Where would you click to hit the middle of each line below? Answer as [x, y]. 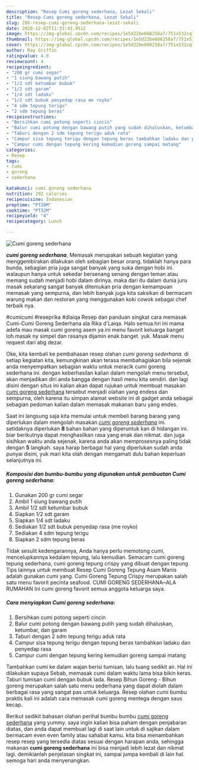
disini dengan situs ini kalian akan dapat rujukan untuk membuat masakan [96, 385]
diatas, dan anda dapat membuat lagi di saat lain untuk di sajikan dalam [93, 728]
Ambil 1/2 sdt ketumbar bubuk [51, 507]
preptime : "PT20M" [29, 205]
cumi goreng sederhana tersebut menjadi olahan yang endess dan [87, 392]
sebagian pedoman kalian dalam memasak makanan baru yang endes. [92, 404]
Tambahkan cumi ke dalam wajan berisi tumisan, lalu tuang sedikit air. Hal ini [99, 667]
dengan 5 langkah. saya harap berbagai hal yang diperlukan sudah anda [94, 447]
